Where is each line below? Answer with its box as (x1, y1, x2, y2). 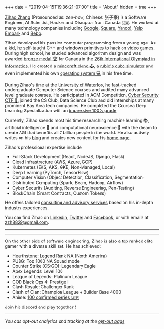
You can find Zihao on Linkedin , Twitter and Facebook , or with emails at (5, 215, 149, 220)
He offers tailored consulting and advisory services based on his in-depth (5, 200, 153, 205)
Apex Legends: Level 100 (12, 268, 63, 274)
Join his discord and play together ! (5, 304, 77, 310)
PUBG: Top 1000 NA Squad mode (12, 258, 80, 263)
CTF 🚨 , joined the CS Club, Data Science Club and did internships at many (5, 97, 154, 103)
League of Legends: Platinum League (12, 274, 88, 279)
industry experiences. (5, 205, 49, 211)
